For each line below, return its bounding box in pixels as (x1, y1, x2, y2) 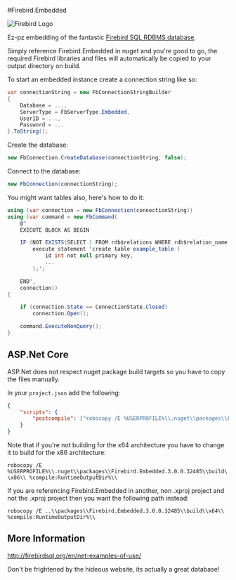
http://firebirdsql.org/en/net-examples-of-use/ (7, 551, 142, 560)
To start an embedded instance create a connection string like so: (7, 75, 197, 84)
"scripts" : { (20, 409, 58, 416)
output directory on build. (7, 62, 81, 70)
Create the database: (7, 140, 69, 150)
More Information (7, 533, 86, 545)
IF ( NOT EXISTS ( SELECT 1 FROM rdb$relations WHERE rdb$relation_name (20, 239, 228, 246)
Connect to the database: (7, 167, 81, 175)
